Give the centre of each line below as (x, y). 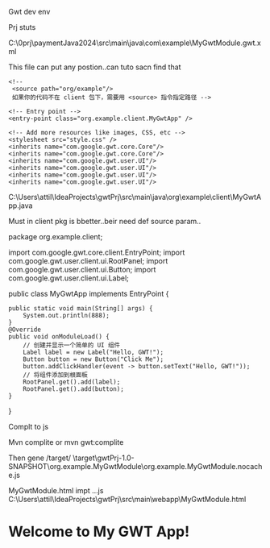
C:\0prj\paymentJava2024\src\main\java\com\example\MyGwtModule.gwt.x (135, 43)
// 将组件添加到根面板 (56, 375)
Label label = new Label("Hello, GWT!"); (93, 352)
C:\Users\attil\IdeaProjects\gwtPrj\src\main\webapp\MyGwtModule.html (127, 499)
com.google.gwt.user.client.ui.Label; (69, 278)
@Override (25, 330)
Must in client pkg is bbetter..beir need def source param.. (105, 221)
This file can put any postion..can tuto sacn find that (95, 67)
